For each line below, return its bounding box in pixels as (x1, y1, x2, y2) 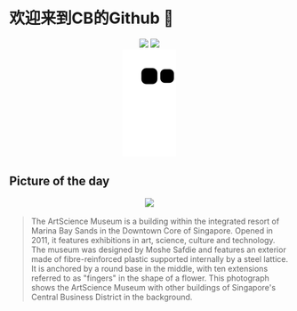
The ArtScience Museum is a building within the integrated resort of (30, 216, 280, 226)
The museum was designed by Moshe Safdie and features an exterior (30, 244, 286, 255)
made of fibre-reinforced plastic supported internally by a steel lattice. (30, 253, 289, 264)
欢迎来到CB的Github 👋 (9, 8, 174, 29)
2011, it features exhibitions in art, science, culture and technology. (30, 234, 276, 245)
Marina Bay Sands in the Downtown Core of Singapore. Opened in (30, 225, 274, 236)
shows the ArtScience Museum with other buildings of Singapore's (30, 282, 277, 292)
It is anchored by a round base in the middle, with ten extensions (30, 263, 269, 274)
